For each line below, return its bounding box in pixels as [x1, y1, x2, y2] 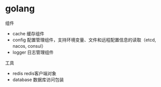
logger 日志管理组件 [12, 49, 54, 55]
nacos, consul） [12, 43, 46, 49]
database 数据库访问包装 [12, 77, 64, 83]
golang [5, 3, 35, 14]
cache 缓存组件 [12, 30, 45, 36]
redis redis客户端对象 [12, 70, 57, 76]
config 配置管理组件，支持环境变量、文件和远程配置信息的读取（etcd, [12, 37, 156, 43]
